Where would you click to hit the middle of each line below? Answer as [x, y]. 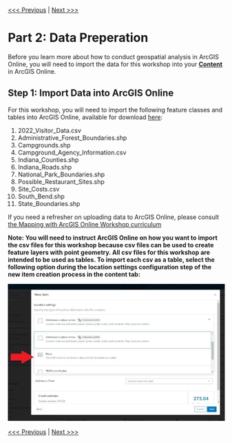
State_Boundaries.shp [49, 203]
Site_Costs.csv [39, 189]
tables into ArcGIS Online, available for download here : [85, 117]
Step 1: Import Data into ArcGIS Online [91, 93]
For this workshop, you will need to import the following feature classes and [115, 110]
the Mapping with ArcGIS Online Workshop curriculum [85, 224]
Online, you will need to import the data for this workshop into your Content [115, 64]
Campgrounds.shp [44, 145]
